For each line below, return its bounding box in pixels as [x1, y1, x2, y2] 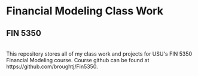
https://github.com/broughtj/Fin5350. [6, 63, 98, 70]
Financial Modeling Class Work [6, 4, 163, 18]
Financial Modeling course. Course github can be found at [6, 57, 150, 63]
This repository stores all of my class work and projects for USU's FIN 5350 [6, 50, 193, 57]
